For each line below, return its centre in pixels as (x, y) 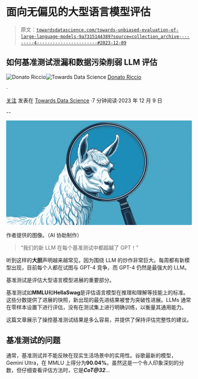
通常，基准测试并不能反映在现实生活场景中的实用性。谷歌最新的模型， (91, 355)
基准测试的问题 (33, 340)
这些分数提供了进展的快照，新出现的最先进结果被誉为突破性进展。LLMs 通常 (99, 300)
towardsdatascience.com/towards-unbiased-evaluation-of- (108, 30)
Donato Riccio (124, 77)
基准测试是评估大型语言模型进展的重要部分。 (60, 280)
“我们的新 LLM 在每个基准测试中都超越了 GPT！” (79, 248)
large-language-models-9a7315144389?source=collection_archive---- (105, 36)
